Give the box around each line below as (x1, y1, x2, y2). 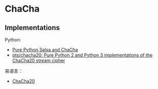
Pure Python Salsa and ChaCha (12, 47, 78, 52)
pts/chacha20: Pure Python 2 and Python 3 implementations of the (12, 52, 153, 58)
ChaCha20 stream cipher (12, 57, 65, 64)
